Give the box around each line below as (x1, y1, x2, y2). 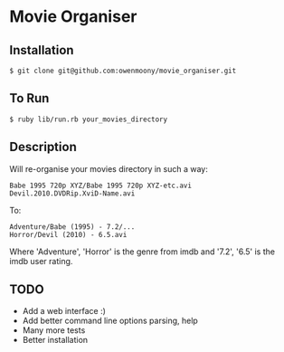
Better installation (22, 335, 89, 346)
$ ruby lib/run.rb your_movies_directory (9, 115, 168, 124)
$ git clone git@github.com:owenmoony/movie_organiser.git (9, 66, 237, 75)
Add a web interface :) (22, 306, 107, 317)
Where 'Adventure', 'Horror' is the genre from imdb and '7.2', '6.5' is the (9, 246, 276, 257)
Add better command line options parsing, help (22, 315, 199, 327)
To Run (9, 90, 50, 106)
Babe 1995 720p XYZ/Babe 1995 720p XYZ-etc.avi (9, 181, 193, 190)
